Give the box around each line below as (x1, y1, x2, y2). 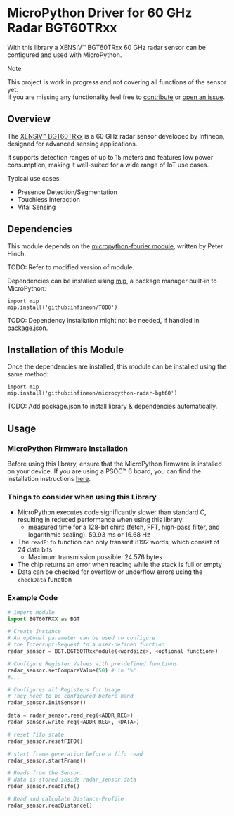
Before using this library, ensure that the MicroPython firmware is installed (7, 459, 223, 468)
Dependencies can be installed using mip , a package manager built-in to (7, 276, 217, 285)
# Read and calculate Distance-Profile (7, 796, 124, 803)
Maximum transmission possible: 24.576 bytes (27, 553, 163, 561)
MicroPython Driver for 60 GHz (7, 5, 193, 21)
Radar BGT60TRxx (7, 20, 117, 36)
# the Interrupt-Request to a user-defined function (7, 642, 165, 649)
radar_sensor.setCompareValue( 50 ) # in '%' (7, 667, 137, 674)
